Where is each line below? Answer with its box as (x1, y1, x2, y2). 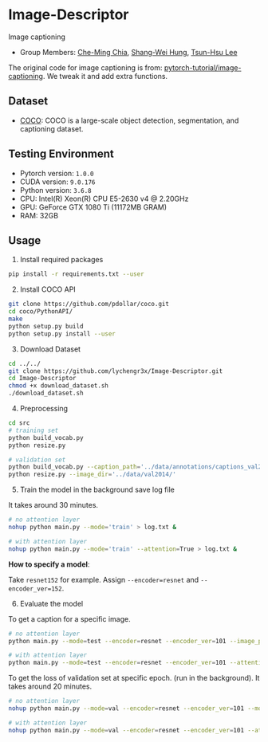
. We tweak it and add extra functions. (42, 71, 168, 80)
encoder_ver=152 (8, 584, 62, 593)
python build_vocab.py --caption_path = (8, 463, 141, 471)
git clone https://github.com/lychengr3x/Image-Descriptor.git (8, 367, 223, 375)
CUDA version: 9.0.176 (19, 177, 96, 186)
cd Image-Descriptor (8, 375, 77, 383)
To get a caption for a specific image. (8, 614, 131, 623)
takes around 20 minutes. (8, 681, 93, 691)
